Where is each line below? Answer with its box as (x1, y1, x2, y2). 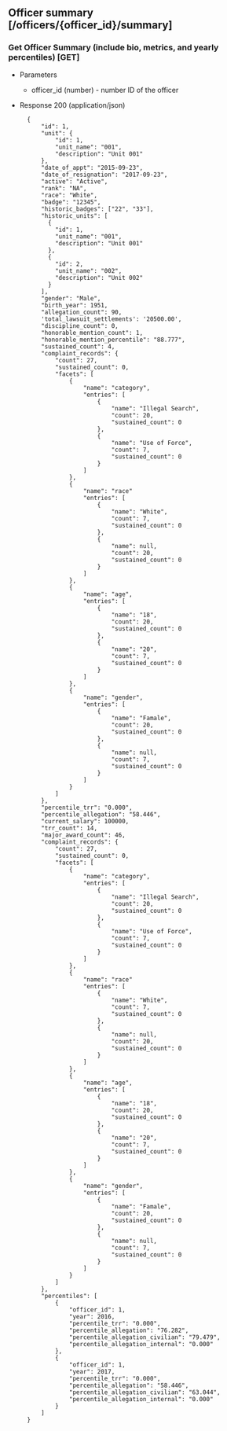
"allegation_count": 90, (40, 308, 123, 316)
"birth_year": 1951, (40, 301, 108, 309)
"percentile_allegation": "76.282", (69, 1326, 189, 1334)
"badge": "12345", (40, 198, 101, 206)
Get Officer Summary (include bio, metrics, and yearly (8, 42, 219, 53)
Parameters (19, 70, 57, 79)
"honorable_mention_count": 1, (40, 329, 144, 337)
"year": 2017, (69, 1367, 115, 1375)
